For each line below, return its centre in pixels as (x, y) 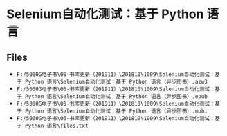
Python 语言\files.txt (56, 126)
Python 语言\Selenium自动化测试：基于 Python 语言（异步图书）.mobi (116, 111)
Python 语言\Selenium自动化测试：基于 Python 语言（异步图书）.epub (116, 97)
